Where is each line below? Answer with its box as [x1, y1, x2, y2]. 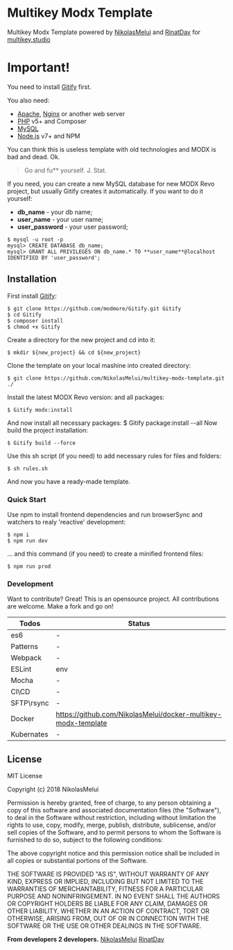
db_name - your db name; [17, 207, 93, 216]
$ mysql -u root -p [7, 236, 64, 243]
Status [128, 619, 150, 629]
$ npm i [7, 531, 30, 538]
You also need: [7, 96, 50, 104]
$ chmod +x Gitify [7, 323, 60, 330]
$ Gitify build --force [7, 440, 76, 446]
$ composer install [7, 317, 64, 324]
